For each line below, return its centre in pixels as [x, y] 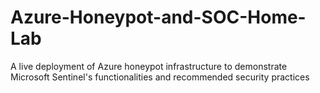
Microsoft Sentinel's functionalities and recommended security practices [160, 77]
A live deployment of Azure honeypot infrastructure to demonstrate [149, 66]
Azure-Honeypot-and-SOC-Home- [158, 17]
